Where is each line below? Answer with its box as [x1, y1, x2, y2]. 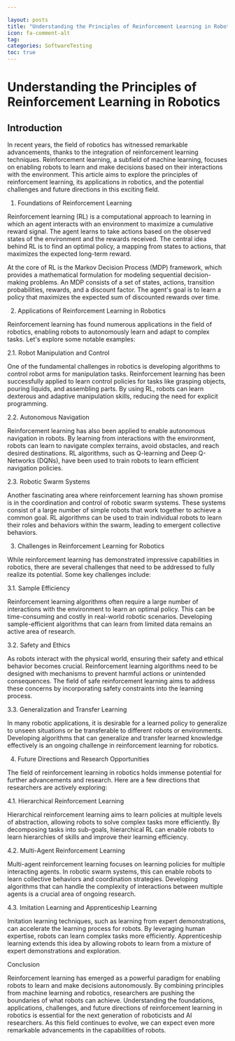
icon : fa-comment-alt [7, 29, 71, 36]
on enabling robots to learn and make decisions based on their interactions [7, 163, 223, 171]
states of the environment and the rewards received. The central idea [7, 235, 207, 243]
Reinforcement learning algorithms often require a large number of [7, 597, 199, 606]
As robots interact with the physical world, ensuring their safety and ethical [7, 655, 224, 662]
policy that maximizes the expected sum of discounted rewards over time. [7, 293, 220, 301]
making [7, 278, 29, 286]
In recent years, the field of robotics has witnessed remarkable [7, 141, 188, 149]
